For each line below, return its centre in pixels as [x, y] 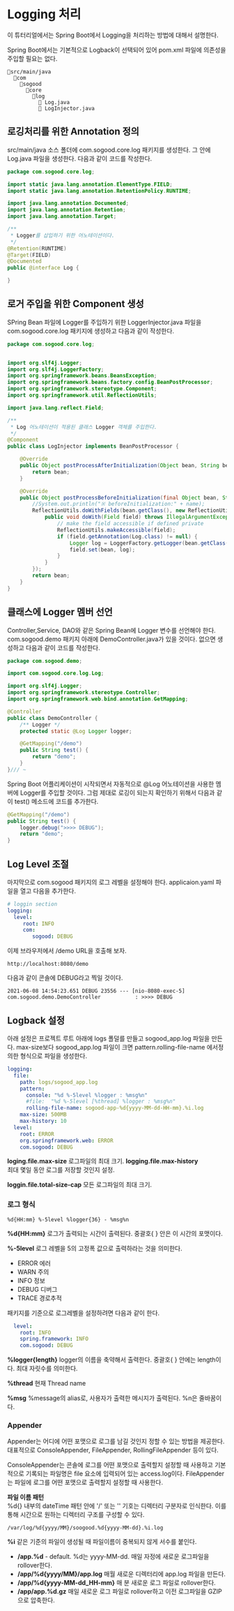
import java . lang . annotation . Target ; [62, 216]
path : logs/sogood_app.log [59, 1082]
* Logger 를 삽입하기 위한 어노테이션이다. [62, 235]
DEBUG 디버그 [37, 1289]
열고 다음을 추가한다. [48, 890]
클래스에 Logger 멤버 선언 [60, 612]
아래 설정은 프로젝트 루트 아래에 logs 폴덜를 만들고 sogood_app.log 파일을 [109, 1038]
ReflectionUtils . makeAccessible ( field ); [116, 530]
